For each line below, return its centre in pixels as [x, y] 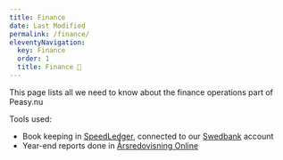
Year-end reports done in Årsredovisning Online [110, 145]
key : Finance [42, 51]
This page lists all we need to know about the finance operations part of [141, 92]
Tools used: [30, 119]
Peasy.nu [26, 101]
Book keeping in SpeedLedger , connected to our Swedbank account [148, 136]
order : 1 [33, 59]
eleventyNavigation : [48, 42]
